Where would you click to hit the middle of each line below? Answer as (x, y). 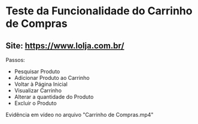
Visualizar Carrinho (38, 90)
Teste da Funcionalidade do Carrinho (99, 11)
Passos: (15, 60)
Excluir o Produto (36, 103)
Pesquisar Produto (37, 72)
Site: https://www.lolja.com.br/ (65, 46)
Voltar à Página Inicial (41, 84)
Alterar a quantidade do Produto (54, 97)
